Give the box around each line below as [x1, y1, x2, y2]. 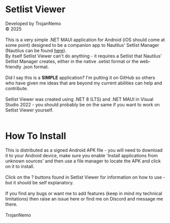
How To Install [5, 130, 66, 142]
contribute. [5, 85, 28, 91]
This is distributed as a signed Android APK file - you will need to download [5, 147, 163, 153]
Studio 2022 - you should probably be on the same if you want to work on [5, 101, 160, 107]
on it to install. [5, 163, 35, 169]
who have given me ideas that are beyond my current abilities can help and [5, 80, 162, 86]
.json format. [22, 64, 49, 70]
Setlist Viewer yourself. [5, 107, 53, 113]
